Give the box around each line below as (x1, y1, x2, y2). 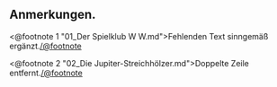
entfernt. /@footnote (9, 67, 83, 78)
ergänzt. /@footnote (9, 40, 83, 51)
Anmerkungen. (9, 7, 96, 22)
